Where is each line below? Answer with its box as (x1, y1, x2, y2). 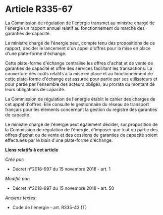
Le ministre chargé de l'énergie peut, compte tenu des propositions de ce (5, 40, 155, 46)
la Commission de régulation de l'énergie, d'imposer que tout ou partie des (5, 126, 158, 132)
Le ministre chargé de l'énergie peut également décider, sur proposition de (5, 121, 158, 127)
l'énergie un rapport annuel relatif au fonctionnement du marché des (5, 25, 145, 31)
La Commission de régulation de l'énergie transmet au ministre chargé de (5, 20, 155, 26)
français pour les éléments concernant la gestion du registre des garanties (5, 107, 158, 112)
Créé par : (5, 156, 25, 162)
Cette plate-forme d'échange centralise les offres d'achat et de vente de (5, 60, 154, 66)
